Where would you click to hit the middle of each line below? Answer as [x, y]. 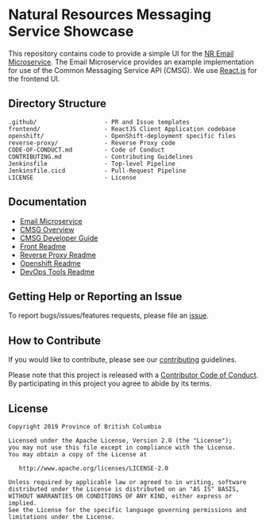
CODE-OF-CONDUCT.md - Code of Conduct [87, 150]
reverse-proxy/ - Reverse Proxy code [92, 143]
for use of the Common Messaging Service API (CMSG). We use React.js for [133, 70]
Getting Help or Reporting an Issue [95, 296]
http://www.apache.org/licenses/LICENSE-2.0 [94, 468]
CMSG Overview [47, 229]
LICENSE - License [72, 177]
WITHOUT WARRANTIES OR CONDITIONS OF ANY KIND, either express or [120, 496]
